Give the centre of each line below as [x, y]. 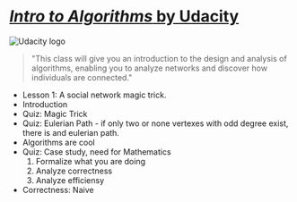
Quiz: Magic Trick [55, 114]
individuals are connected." [82, 77]
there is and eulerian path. [70, 132]
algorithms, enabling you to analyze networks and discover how [149, 68]
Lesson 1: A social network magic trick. [94, 95]
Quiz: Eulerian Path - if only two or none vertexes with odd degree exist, [155, 123]
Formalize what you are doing [91, 161]
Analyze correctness [74, 171]
